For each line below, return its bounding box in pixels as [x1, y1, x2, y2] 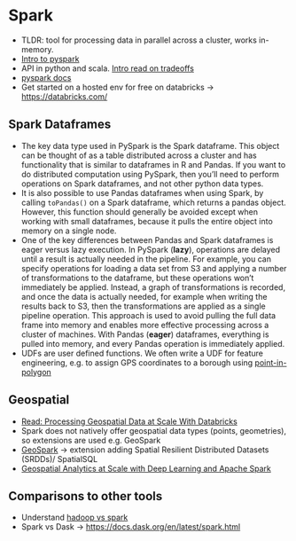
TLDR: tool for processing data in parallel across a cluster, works [20, 35, 258, 45]
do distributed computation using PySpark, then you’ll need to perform [20, 169, 280, 179]
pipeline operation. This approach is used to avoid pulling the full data [20, 310, 277, 320]
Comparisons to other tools [8, 489, 163, 504]
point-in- [254, 357, 287, 368]
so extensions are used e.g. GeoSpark [20, 435, 161, 445]
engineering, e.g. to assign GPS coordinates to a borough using [20, 357, 253, 368]
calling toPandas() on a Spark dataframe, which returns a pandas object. [20, 197, 287, 208]
